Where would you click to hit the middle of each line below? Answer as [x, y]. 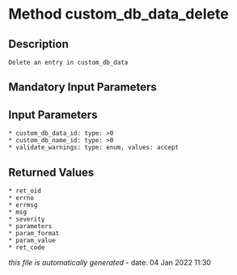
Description [38, 44]
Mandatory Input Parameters [83, 87]
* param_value [32, 241]
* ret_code [27, 247]
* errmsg [23, 205]
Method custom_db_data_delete [118, 14]
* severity [27, 219]
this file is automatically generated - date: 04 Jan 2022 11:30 [110, 263]
